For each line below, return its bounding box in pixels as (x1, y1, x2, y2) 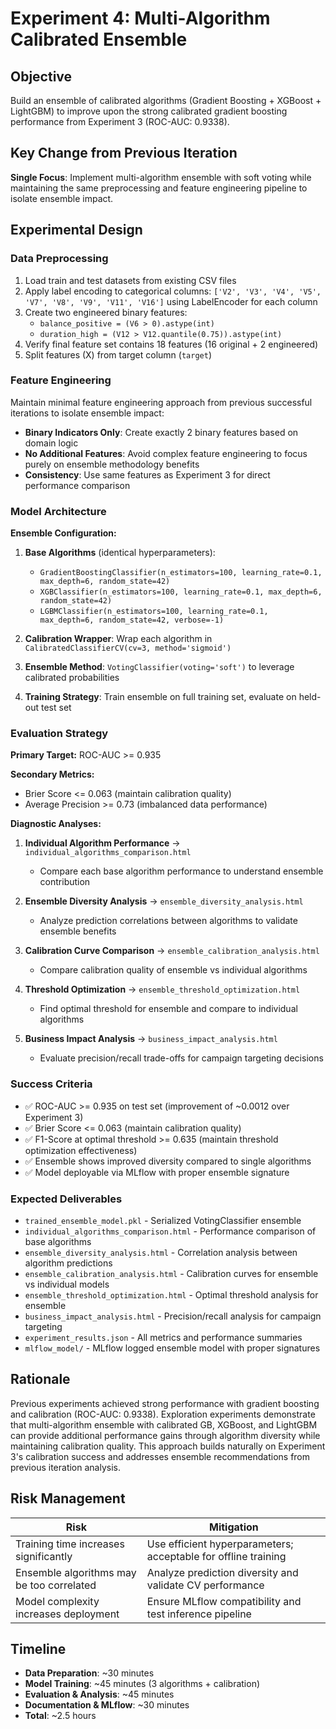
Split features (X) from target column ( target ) (24, 348, 212, 361)
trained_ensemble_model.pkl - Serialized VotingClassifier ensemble (24, 1214, 302, 1226)
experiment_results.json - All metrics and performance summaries (24, 1331, 303, 1343)
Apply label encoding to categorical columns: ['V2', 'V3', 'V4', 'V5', (24, 285, 322, 297)
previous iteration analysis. (10, 1461, 121, 1473)
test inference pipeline (146, 1607, 252, 1621)
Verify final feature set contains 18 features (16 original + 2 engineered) (24, 338, 319, 350)
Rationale (10, 1371, 71, 1388)
